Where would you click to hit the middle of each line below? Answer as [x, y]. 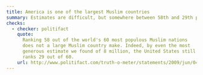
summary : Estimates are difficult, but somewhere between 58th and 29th [100, 18]
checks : [16, 23]
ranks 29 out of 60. [48, 57]
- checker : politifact [40, 29]
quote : [25, 34]
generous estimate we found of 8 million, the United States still [109, 51]
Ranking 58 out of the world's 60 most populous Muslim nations [105, 40]
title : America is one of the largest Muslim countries [78, 12]
